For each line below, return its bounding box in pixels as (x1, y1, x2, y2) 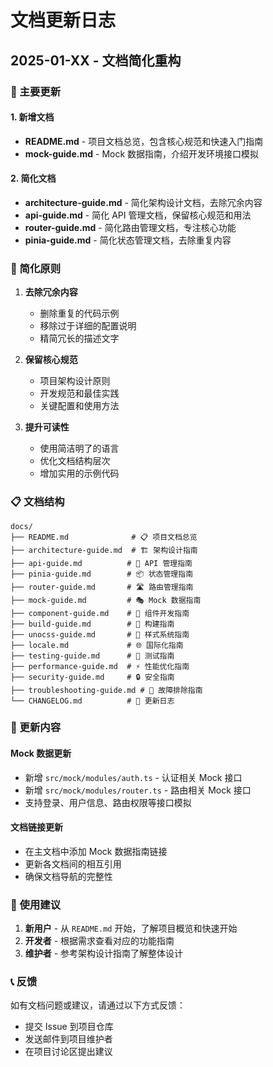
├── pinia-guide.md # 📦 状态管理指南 (10, 569, 194, 579)
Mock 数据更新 (10, 747, 72, 760)
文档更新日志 (10, 9, 117, 32)
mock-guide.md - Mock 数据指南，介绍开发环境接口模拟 (24, 147, 260, 160)
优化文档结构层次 (39, 455, 111, 467)
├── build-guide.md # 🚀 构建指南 (10, 619, 175, 629)
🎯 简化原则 (10, 261, 62, 275)
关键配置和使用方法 (39, 400, 120, 412)
